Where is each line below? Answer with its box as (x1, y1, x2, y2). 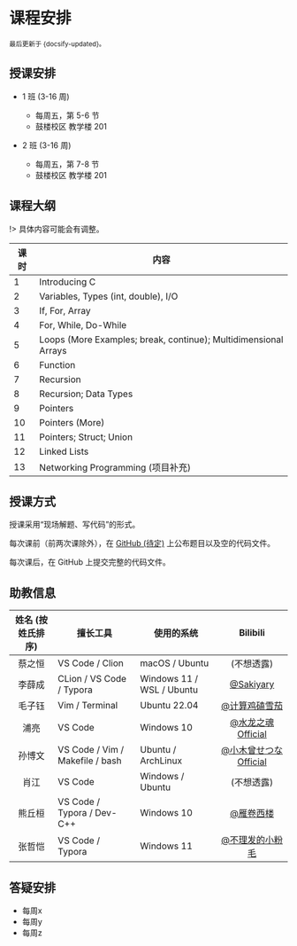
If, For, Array (39, 304, 91, 317)
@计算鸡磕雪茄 (220, 700, 284, 712)
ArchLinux (140, 754, 183, 767)
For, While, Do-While (39, 318, 127, 331)
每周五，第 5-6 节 (34, 110, 100, 121)
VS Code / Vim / (57, 744, 125, 756)
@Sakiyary (229, 678, 275, 691)
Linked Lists (39, 445, 89, 457)
